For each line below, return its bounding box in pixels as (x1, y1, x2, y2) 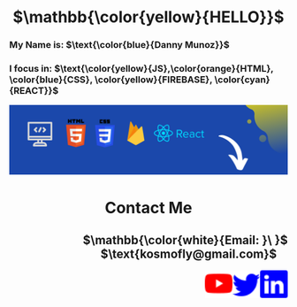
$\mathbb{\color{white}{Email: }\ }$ (82, 233, 288, 248)
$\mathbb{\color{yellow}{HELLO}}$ (12, 7, 285, 27)
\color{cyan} (214, 73, 271, 86)
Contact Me (104, 197, 193, 218)
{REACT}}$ (9, 85, 59, 97)
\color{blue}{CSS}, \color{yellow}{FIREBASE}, (9, 73, 213, 86)
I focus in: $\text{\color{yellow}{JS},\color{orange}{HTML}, (9, 63, 274, 75)
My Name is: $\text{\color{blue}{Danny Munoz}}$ (9, 39, 230, 51)
